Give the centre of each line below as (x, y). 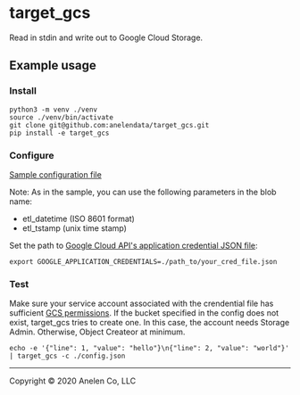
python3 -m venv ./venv (54, 110)
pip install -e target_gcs (59, 133)
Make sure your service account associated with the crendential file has (142, 304)
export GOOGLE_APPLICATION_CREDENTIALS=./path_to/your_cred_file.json (143, 261)
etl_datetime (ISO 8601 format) (79, 218)
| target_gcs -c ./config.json (67, 356)
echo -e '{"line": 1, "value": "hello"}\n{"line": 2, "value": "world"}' (150, 349)
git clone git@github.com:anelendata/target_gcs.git (109, 125)
